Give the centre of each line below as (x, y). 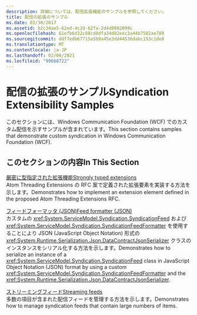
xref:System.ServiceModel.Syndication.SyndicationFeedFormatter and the (96, 273)
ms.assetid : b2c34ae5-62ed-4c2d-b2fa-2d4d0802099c (69, 28)
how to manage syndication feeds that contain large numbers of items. (92, 306)
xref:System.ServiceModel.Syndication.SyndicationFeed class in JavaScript (98, 261)
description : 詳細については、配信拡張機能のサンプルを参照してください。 (86, 12)
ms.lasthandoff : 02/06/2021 (41, 55)
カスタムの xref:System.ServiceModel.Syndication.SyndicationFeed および (96, 218)
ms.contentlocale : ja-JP (36, 50)
